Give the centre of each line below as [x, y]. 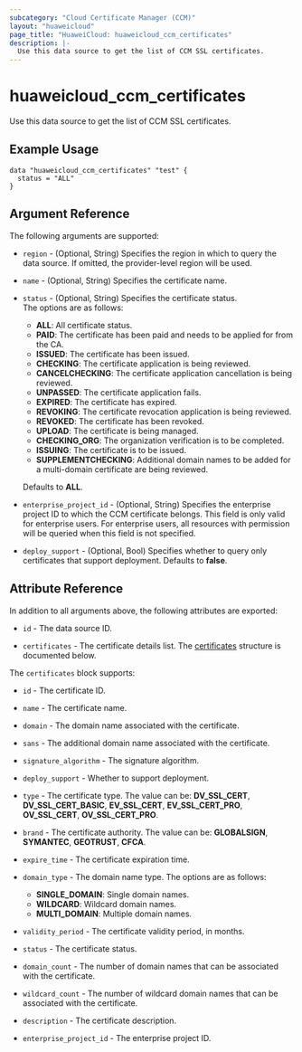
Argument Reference [70, 214]
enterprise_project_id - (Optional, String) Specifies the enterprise [146, 504]
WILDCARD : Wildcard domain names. [106, 904]
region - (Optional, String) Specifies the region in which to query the [150, 253]
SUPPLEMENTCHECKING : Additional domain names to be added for [163, 460]
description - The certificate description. [99, 1020]
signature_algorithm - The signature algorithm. [111, 760]
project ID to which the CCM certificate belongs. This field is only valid [154, 514]
